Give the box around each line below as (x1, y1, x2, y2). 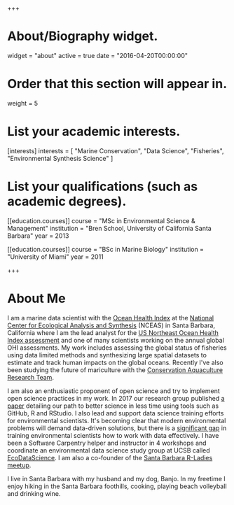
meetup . (7, 461, 32, 469)
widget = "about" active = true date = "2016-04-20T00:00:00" (7, 51, 188, 59)
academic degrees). (7, 194, 127, 209)
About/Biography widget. (7, 29, 158, 44)
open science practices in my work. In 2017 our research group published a (7, 394, 226, 402)
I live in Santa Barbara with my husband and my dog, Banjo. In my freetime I (7, 474, 226, 483)
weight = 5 (7, 99, 39, 107)
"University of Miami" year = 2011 (7, 252, 104, 261)
